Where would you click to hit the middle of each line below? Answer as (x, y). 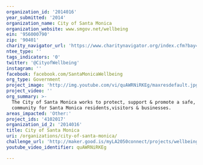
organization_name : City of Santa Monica (59, 23)
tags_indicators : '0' (34, 57)
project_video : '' (29, 91)
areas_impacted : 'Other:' (39, 113)
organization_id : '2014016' (42, 12)
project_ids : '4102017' (36, 119)
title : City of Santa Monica (43, 130)
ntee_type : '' (24, 52)
